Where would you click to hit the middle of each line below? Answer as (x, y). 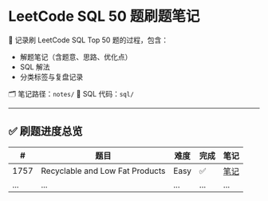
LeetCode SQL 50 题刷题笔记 (104, 16)
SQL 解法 (35, 67)
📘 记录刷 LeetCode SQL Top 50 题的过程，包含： (89, 40)
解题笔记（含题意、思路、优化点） (76, 57)
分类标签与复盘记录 (51, 77)
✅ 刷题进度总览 (45, 131)
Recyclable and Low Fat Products (103, 171)
